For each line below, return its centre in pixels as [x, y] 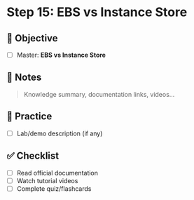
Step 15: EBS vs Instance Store [97, 12]
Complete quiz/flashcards [54, 188]
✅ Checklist [33, 156]
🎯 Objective [32, 38]
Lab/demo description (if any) [60, 133]
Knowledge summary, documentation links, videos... [99, 94]
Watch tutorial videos [47, 180]
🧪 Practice [29, 116]
